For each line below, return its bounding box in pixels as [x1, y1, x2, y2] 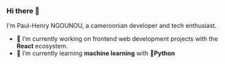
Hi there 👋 [6, 6, 40, 16]
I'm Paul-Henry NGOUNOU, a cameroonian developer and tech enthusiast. [6, 22, 217, 30]
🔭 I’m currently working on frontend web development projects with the [16, 35, 218, 43]
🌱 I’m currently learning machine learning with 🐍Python [16, 49, 176, 57]
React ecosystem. [16, 42, 68, 50]
